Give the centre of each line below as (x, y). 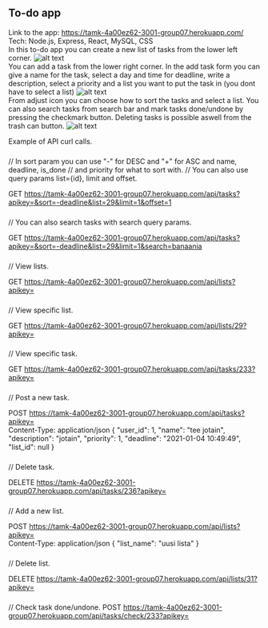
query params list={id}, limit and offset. (73, 178)
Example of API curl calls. (50, 141)
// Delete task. (32, 467)
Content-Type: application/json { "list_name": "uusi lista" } (104, 543)
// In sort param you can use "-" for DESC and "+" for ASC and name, (123, 161)
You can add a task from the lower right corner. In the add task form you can (134, 66)
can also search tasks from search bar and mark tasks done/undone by (126, 109)
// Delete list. (29, 563)
